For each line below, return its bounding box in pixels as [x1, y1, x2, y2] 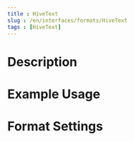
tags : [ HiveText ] [7, 23, 61, 30]
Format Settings [7, 118, 104, 134]
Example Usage [7, 86, 101, 102]
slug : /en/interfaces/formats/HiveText [7, 17, 128, 24]
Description [7, 54, 78, 70]
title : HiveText [7, 10, 59, 18]
